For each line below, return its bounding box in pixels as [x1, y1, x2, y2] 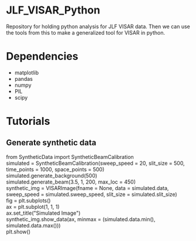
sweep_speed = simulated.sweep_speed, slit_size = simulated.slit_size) [6, 191, 177, 198]
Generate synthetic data [6, 138, 97, 148]
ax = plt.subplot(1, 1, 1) [6, 203, 60, 210]
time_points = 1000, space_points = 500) [6, 165, 105, 173]
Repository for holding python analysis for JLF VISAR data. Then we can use [6, 23, 190, 30]
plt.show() [6, 228, 31, 235]
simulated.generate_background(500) [6, 172, 98, 179]
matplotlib [14, 69, 39, 76]
